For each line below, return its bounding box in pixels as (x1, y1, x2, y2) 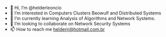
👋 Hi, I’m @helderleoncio (10, 5, 62, 10)
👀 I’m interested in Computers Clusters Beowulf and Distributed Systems (10, 10, 161, 16)
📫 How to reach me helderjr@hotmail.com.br (10, 26, 105, 32)
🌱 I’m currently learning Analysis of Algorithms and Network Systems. (10, 15, 156, 21)
